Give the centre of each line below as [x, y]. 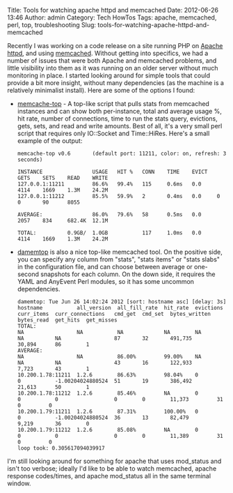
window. [19, 483]
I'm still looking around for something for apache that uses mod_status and [114, 461]
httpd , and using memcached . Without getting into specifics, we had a [108, 53]
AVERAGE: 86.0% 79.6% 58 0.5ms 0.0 [109, 215]
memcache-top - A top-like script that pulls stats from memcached [113, 104]
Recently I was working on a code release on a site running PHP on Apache [115, 46]
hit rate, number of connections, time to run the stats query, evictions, [117, 119]
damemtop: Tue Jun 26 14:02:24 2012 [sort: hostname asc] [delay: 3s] [122, 302]
